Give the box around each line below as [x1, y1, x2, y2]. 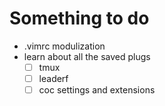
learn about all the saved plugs [23, 50, 151, 62]
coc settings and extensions [38, 84, 156, 96]
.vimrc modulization [23, 40, 106, 52]
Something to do [9, 7, 150, 30]
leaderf [38, 73, 69, 84]
